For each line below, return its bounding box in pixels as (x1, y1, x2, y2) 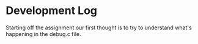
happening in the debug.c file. (5, 30, 81, 37)
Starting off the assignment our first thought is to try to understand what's (5, 24, 192, 31)
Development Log (5, 4, 98, 18)
